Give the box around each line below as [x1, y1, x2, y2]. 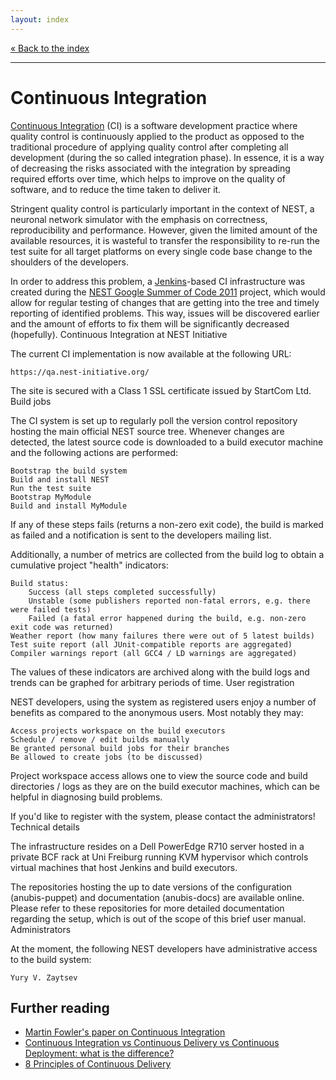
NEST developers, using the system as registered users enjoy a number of [10, 696, 317, 708]
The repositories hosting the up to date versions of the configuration [10, 881, 292, 893]
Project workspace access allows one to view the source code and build [10, 769, 308, 781]
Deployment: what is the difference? [24, 1047, 175, 1060]
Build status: [10, 578, 70, 588]
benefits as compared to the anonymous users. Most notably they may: [10, 706, 304, 718]
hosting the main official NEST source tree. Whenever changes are [10, 425, 285, 437]
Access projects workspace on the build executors [10, 726, 226, 736]
